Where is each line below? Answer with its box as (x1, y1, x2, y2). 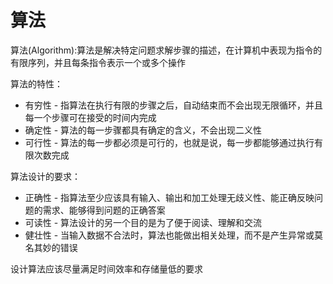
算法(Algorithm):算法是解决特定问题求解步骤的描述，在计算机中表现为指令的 (10, 44, 323, 56)
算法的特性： (10, 77, 63, 90)
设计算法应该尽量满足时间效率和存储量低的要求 (10, 262, 203, 275)
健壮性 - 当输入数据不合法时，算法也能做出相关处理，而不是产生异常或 (24, 229, 315, 241)
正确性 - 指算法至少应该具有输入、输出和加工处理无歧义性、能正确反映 (24, 191, 315, 203)
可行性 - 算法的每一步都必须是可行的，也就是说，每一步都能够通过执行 (24, 136, 315, 148)
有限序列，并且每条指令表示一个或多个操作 (10, 56, 186, 68)
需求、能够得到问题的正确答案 (42, 204, 166, 216)
